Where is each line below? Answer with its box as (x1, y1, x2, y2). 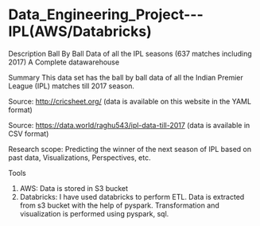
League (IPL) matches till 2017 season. (8, 81, 135, 91)
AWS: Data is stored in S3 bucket (19, 183, 129, 193)
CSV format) (8, 129, 49, 138)
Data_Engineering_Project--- (8, 6, 204, 24)
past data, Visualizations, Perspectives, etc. (8, 153, 151, 162)
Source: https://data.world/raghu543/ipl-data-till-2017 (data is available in (8, 120, 250, 130)
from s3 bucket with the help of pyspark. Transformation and (19, 201, 220, 210)
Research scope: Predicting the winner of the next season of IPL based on (8, 144, 252, 154)
